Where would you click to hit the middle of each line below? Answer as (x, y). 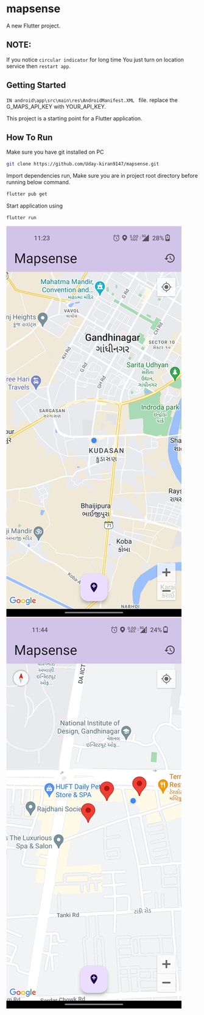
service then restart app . (39, 66)
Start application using (34, 206)
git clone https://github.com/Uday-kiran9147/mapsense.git (83, 164)
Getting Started (36, 85)
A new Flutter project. (33, 26)
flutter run (21, 218)
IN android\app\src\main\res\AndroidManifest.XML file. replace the (92, 100)
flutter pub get (27, 194)
